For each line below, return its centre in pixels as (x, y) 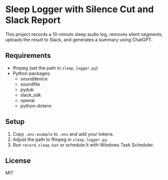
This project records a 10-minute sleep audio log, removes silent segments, (84, 34)
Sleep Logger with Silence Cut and (80, 9)
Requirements (28, 56)
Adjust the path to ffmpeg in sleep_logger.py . (60, 139)
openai (27, 100)
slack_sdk (31, 95)
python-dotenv (36, 106)
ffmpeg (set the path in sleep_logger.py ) (55, 68)
